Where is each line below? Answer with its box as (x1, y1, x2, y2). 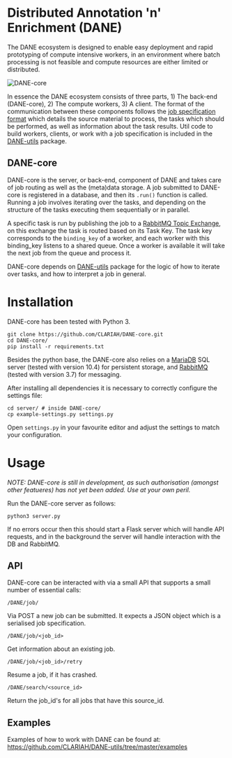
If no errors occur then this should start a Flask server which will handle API (7, 524, 225, 533)
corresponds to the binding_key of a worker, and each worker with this (7, 234, 210, 242)
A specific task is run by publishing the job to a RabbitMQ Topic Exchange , (7, 219, 221, 227)
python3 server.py (7, 513, 61, 520)
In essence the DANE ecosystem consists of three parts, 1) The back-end (7, 92, 217, 101)
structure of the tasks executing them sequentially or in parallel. (7, 205, 190, 214)
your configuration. (7, 430, 63, 438)
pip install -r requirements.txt (7, 343, 105, 350)
